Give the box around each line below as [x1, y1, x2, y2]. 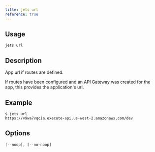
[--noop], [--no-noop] [5, 142, 52, 147]
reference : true [5, 12, 38, 17]
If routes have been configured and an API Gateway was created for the [5, 79, 151, 85]
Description [5, 56, 42, 64]
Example [5, 98, 32, 107]
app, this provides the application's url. [5, 84, 84, 90]
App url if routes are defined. [5, 69, 64, 75]
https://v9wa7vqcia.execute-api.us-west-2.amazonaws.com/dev [5, 116, 133, 121]
